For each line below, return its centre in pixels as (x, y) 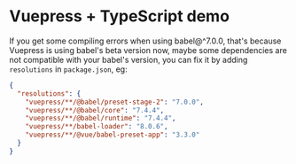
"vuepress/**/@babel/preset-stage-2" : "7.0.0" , (114, 102)
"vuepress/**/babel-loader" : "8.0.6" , (97, 127)
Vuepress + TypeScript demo (120, 16)
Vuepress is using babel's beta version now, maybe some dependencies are (148, 50)
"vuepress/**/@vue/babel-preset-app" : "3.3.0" (113, 135)
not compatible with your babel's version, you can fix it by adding (129, 59)
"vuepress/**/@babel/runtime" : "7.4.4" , (101, 118)
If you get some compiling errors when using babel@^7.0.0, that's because (145, 41)
